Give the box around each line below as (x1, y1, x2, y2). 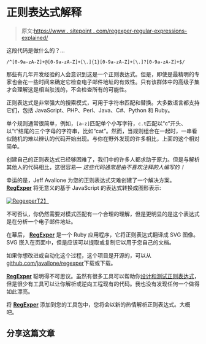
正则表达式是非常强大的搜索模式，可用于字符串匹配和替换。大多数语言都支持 (6, 99, 200, 106)
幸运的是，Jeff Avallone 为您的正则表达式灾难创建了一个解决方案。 (6, 176, 175, 184)
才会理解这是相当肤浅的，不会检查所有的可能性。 (6, 85, 130, 93)
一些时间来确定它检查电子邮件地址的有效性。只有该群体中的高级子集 (27, 78, 200, 85)
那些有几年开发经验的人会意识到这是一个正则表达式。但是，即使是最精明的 (6, 70, 194, 77)
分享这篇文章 (6, 328, 55, 338)
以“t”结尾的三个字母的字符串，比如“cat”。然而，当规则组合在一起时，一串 (6, 127, 192, 135)
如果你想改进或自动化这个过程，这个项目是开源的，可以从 (6, 251, 151, 259)
